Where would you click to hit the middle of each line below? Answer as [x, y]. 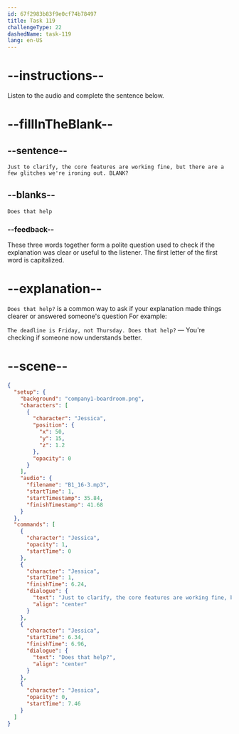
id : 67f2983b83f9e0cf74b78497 [52, 14]
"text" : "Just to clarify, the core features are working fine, [130, 598]
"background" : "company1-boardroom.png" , [82, 399]
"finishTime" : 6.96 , [57, 644]
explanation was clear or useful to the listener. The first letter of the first [113, 253]
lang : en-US [25, 41]
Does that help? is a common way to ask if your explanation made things [115, 309]
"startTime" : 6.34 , [55, 638]
